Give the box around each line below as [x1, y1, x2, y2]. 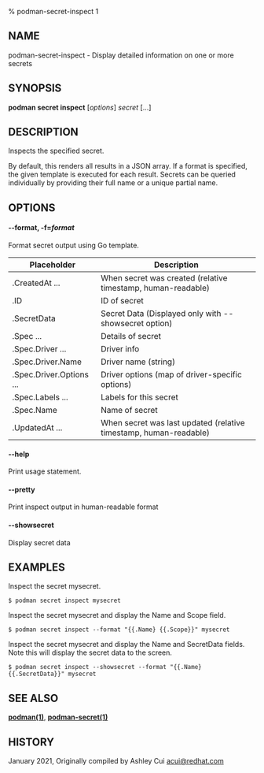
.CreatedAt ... [12, 277, 60, 288]
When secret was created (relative [101, 273, 228, 284]
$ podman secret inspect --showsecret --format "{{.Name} [8, 663, 202, 671]
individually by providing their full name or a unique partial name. [8, 178, 218, 188]
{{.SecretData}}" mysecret [8, 670, 97, 678]
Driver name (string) [101, 356, 175, 367]
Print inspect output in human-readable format [8, 502, 159, 511]
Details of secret [101, 331, 162, 342]
